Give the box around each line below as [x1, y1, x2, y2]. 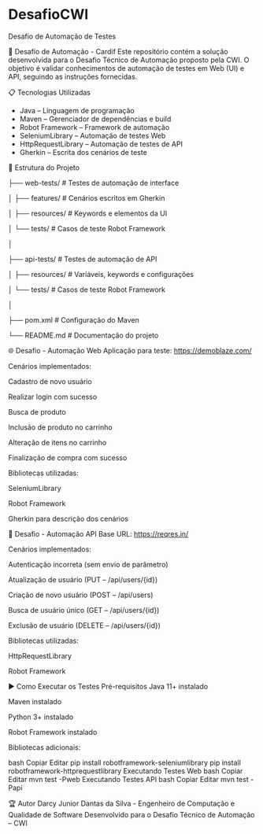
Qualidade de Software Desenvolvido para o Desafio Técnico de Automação [8, 810, 255, 819]
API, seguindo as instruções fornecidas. [8, 72, 138, 81]
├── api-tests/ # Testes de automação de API [8, 254, 157, 264]
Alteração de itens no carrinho [8, 437, 107, 447]
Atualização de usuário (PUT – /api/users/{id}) [8, 574, 158, 584]
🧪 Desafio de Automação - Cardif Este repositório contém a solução [8, 46, 228, 56]
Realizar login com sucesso [8, 392, 98, 401]
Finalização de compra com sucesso [8, 452, 128, 462]
